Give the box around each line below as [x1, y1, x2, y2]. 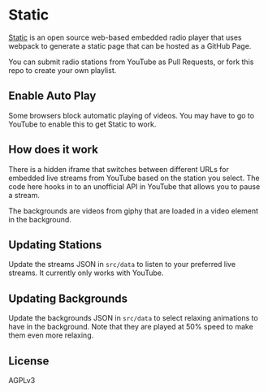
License [8, 354, 50, 368]
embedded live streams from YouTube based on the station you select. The [8, 173, 260, 183]
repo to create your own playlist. [8, 65, 117, 75]
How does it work [8, 143, 99, 157]
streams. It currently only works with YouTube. [8, 268, 164, 278]
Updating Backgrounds [8, 291, 128, 305]
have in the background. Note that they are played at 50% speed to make [8, 322, 253, 332]
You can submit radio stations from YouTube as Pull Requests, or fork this [8, 57, 254, 67]
